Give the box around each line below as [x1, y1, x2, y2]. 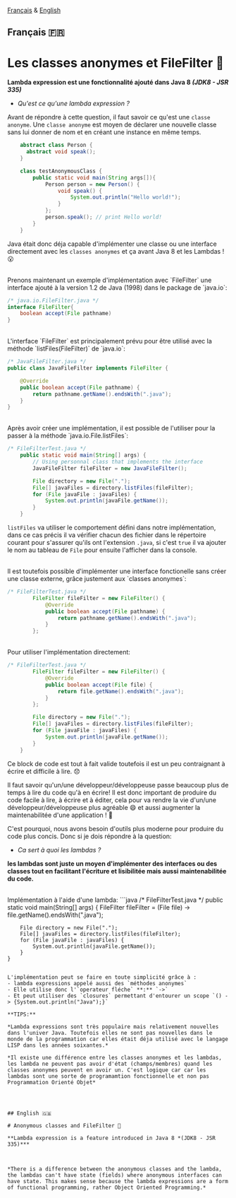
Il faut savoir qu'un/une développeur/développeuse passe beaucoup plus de [7, 780, 229, 789]
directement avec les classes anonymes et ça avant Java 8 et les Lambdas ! [7, 247, 225, 255]
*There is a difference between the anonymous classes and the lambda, [7, 1165, 222, 1173]
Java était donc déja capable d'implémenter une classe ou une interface [7, 240, 217, 248]
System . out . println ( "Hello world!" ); [70, 194, 181, 201]
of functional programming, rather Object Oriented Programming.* [7, 1184, 206, 1191]
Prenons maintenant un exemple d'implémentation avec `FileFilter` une [7, 276, 212, 284]
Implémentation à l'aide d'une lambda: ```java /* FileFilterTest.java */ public [7, 895, 223, 904]
